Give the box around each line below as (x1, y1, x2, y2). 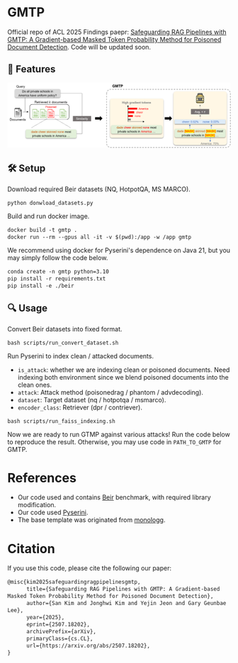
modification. (17, 501, 57, 509)
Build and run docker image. (7, 212, 90, 220)
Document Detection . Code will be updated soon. (7, 42, 151, 51)
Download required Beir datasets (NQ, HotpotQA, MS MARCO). (7, 185, 191, 193)
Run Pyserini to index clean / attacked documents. (7, 351, 154, 360)
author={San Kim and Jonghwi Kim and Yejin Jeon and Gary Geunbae (25, 600, 227, 607)
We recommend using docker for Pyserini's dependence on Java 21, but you (7, 246, 231, 254)
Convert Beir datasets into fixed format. (7, 324, 123, 333)
